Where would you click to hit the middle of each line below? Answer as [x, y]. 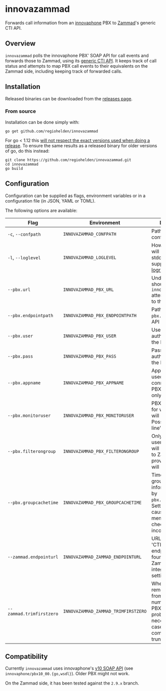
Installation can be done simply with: [42, 122]
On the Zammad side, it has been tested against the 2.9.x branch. [72, 683]
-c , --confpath [24, 234]
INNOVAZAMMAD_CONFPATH [90, 234]
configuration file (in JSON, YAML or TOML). [50, 201]
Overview [21, 44]
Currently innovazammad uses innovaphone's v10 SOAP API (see [69, 668]
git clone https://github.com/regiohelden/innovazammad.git [68, 160]
